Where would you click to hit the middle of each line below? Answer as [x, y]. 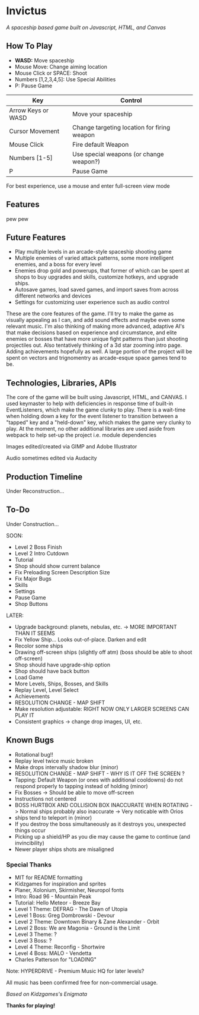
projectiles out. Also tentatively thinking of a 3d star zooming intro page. [94, 345]
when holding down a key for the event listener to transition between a [92, 416]
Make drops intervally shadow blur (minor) [66, 767]
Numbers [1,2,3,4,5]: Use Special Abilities [65, 79]
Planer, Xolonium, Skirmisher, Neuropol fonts [69, 890]
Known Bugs [30, 740]
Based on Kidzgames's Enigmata [47, 994]
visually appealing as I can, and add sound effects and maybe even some [96, 320]
